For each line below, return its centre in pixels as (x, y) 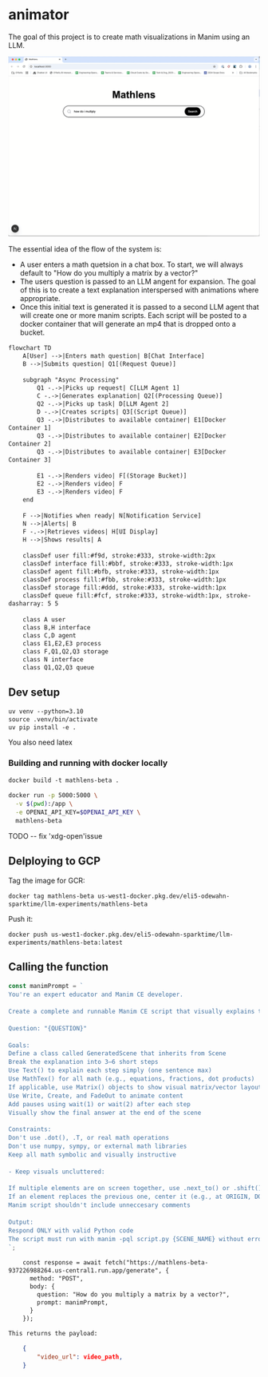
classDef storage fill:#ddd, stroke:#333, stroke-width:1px (124, 588)
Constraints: (30, 1129)
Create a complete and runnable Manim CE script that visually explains (132, 1012)
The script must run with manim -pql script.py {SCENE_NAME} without (126, 1239)
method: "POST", (56, 1279)
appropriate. (40, 299)
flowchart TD (30, 348)
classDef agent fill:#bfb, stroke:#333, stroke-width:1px (121, 572)
